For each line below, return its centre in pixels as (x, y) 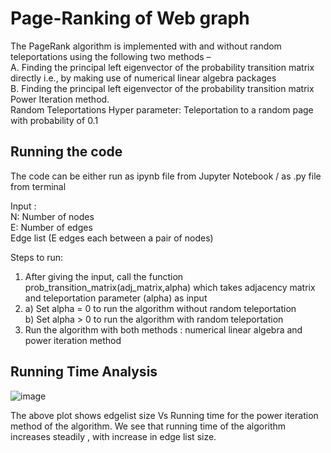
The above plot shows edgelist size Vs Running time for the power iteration (164, 415)
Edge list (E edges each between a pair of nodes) (112, 238)
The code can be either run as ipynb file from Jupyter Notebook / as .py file (166, 176)
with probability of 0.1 (54, 120)
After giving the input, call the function (104, 276)
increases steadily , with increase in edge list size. (113, 436)
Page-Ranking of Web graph (130, 18)
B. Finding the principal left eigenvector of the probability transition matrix (162, 88)
